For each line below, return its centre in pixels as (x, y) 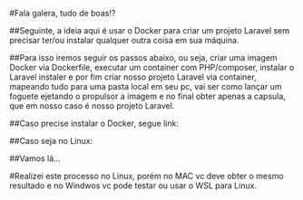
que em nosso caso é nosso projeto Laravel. (92, 106)
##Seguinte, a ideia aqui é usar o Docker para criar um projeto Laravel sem (150, 30)
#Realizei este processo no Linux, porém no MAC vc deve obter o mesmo (147, 176)
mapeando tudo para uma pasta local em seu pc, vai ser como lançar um (146, 86)
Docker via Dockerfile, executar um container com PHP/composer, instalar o (152, 67)
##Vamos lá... (35, 158)
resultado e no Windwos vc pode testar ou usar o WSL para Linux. (133, 186)
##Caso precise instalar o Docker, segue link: (94, 123)
